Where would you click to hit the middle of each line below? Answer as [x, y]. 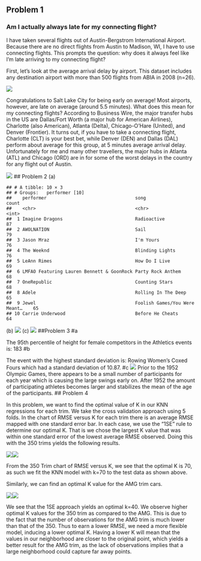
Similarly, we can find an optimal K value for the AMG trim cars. [84, 484]
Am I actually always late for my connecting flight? [82, 27]
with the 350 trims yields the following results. [63, 443]
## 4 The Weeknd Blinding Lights [91, 250]
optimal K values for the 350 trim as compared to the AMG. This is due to [97, 513]
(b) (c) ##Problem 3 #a [42, 330]
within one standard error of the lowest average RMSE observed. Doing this [100, 436]
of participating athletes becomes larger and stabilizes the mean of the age [99, 386]
